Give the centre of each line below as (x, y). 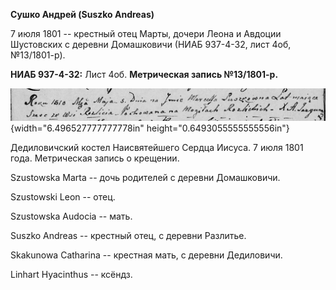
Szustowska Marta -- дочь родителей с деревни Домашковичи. (145, 178)
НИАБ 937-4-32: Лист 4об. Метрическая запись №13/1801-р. (144, 74)
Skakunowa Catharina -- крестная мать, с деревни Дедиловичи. (146, 255)
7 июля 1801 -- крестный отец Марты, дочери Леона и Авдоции (146, 33)
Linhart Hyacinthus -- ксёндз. (71, 275)
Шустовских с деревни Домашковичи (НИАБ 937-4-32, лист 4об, (151, 44)
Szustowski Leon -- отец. (63, 197)
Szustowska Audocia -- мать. (71, 216)
